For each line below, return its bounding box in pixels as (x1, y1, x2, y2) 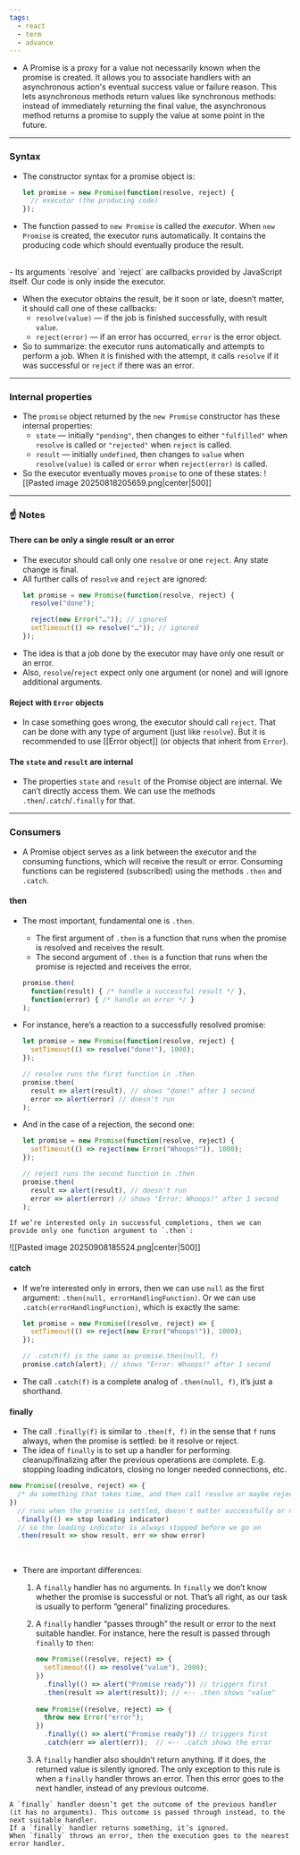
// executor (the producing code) (30, 196, 159, 206)
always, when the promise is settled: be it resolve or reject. (21, 1435, 239, 1446)
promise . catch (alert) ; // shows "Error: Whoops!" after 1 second (21, 1360, 271, 1369)
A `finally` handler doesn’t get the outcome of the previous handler (9, 1800, 278, 1808)
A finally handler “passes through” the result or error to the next (35, 1619, 277, 1630)
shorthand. (21, 1385, 62, 1396)
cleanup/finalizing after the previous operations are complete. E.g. (21, 1455, 266, 1466)
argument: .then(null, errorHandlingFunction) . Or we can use (21, 1292, 256, 1303)
